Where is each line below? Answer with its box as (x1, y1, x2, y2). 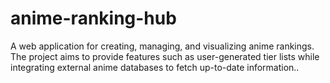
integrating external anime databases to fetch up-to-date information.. (10, 61, 300, 73)
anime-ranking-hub (10, 7, 177, 30)
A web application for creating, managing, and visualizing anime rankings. (10, 40, 315, 52)
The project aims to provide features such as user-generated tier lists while (10, 50, 320, 62)
